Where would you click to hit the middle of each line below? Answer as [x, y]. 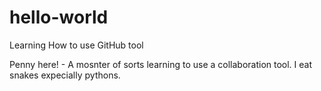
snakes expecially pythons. [65, 75]
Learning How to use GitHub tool [76, 45]
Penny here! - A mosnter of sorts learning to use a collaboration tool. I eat [161, 64]
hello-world [59, 17]
